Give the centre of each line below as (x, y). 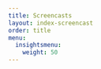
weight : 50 (40, 52)
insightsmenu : (38, 45)
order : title (30, 30)
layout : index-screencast (50, 23)
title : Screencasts (40, 15)
